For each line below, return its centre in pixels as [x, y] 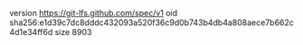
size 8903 [73, 32]
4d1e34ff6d [31, 32]
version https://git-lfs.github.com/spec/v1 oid [94, 13]
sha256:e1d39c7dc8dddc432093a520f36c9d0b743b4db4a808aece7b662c [151, 22]
